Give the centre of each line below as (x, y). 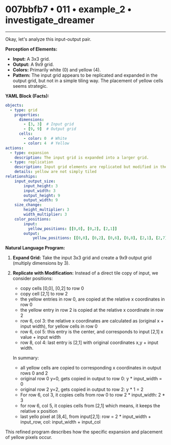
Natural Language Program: (35, 248)
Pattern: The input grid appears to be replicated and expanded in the (85, 75)
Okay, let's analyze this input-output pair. (48, 39)
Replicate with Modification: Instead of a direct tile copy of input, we (85, 273)
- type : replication (32, 162)
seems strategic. (30, 86)
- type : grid (24, 110)
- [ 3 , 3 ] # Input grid (49, 124)
